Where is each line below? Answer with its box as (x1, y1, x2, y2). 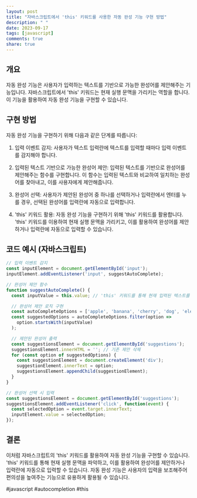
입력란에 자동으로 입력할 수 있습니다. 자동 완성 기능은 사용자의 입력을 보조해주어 (6, 466, 188, 473)
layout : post (6, 8, 38, 15)
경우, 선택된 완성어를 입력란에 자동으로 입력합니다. (21, 198, 135, 206)
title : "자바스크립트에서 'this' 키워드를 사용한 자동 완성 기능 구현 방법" (6, 14, 167, 20)
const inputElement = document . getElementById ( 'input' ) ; (6, 265, 148, 272)
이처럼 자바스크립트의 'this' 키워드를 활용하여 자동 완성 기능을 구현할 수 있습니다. (6, 452, 190, 459)
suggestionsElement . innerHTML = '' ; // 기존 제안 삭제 (11, 346, 141, 352)
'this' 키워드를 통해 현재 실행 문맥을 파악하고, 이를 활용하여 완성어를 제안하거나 (6, 459, 185, 466)
